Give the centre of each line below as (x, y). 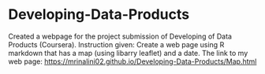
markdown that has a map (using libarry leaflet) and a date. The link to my (128, 53)
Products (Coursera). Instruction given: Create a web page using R (116, 44)
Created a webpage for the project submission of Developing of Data (120, 36)
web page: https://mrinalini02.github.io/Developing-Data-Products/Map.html (132, 61)
